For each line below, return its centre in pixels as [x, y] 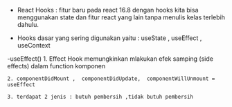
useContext [34, 45]
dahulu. [28, 25]
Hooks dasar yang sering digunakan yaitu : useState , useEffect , [109, 38]
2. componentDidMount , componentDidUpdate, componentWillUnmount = [111, 79]
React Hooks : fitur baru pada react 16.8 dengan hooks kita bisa [108, 10]
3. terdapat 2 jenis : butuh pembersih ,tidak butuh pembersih [100, 97]
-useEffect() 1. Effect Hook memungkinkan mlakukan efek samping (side [110, 59]
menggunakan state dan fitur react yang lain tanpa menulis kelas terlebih [121, 17]
